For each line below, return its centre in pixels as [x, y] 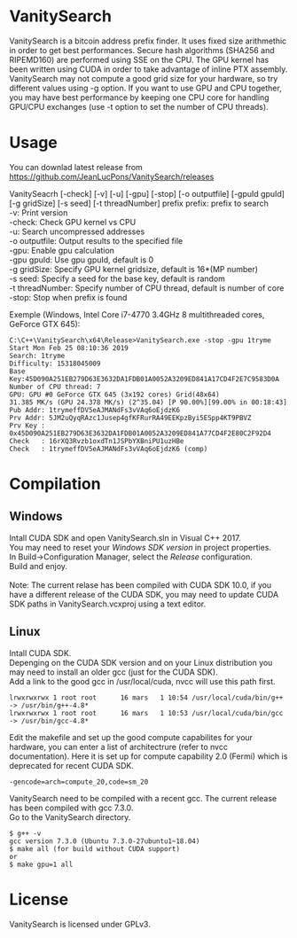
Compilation [55, 484]
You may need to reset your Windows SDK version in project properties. [141, 547]
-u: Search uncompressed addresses [77, 231]
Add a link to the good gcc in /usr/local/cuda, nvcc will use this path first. [143, 681]
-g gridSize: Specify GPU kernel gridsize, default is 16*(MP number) [134, 269]
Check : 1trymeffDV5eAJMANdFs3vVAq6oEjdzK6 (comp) [109, 449]
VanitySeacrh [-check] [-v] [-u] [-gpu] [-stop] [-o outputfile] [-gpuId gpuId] [147, 193]
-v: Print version [39, 212]
